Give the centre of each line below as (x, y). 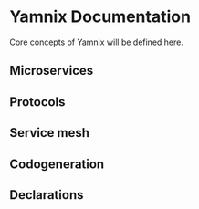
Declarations (47, 195)
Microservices (52, 71)
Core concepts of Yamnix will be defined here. (97, 42)
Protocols (37, 102)
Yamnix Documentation (100, 17)
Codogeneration (57, 164)
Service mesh (49, 133)
